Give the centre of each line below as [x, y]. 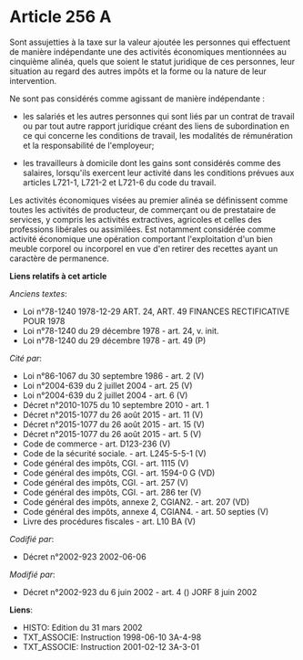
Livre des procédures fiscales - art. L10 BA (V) [109, 521]
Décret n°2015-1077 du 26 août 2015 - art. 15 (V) [113, 424]
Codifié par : [32, 539]
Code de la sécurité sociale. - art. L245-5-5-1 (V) [114, 453]
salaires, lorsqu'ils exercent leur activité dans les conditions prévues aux [158, 173]
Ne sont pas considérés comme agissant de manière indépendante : [137, 99]
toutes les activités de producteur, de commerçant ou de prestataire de [143, 210]
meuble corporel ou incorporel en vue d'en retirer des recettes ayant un [144, 248]
